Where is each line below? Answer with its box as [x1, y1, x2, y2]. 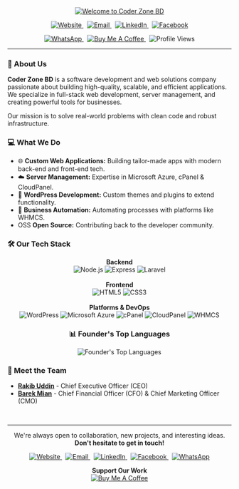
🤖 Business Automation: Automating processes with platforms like [17, 205, 214, 214]
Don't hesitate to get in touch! [74, 438, 165, 448]
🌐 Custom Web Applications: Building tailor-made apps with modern [17, 156, 222, 165]
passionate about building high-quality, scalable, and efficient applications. [7, 83, 228, 91]
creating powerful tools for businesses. [7, 98, 122, 106]
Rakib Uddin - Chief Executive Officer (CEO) [17, 381, 148, 391]
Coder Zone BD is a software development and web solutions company [7, 75, 217, 84]
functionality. [17, 197, 56, 206]
